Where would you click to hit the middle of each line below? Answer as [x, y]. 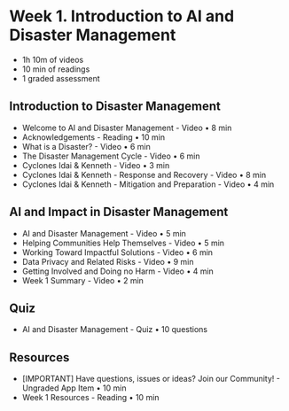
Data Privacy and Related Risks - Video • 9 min [108, 261]
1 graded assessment [61, 78]
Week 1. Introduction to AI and [122, 16]
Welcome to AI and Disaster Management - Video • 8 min [127, 128]
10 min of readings [56, 69]
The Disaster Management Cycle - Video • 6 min [111, 156]
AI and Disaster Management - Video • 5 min [104, 233]
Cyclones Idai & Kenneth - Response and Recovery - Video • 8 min [144, 174]
